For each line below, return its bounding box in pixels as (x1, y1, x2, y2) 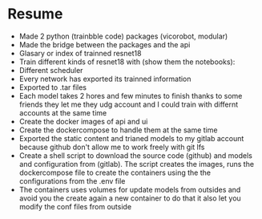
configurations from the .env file (18, 176, 126, 185)
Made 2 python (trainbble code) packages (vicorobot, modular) (18, 31, 228, 41)
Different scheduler (18, 65, 83, 75)
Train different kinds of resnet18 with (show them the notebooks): (18, 57, 236, 67)
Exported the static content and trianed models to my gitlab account (18, 133, 244, 143)
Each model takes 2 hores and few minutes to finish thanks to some (18, 91, 243, 100)
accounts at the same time (18, 107, 107, 117)
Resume (7, 5, 63, 23)
